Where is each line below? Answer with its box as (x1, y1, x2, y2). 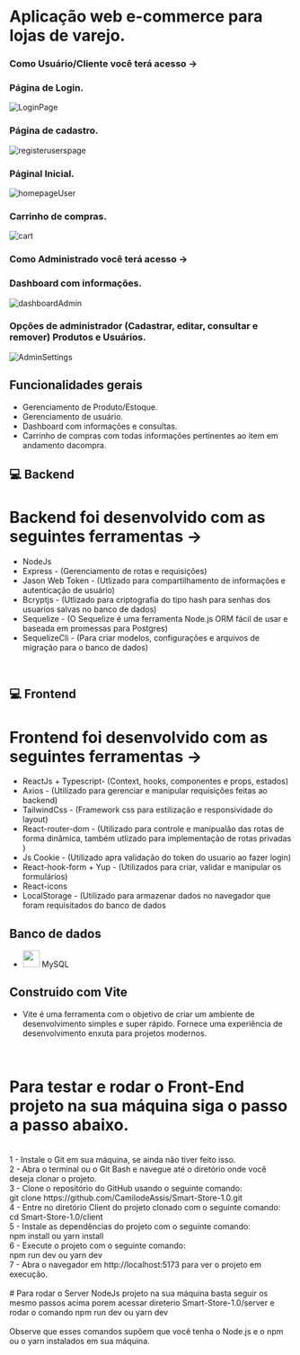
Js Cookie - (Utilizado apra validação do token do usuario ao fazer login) (22, 852, 292, 863)
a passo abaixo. (9, 1115, 129, 1136)
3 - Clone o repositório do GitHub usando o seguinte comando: (9, 1182, 243, 1193)
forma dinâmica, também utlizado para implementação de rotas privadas (22, 833, 292, 844)
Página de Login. (9, 82, 84, 94)
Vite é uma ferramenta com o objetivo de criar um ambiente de (22, 1008, 255, 1019)
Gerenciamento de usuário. (22, 411, 124, 421)
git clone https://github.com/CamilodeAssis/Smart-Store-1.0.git (9, 1192, 243, 1203)
